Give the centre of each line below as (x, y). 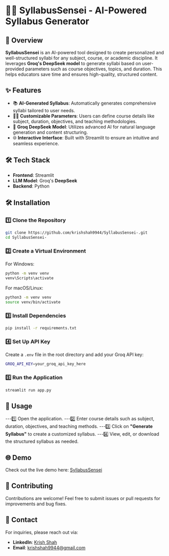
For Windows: (20, 264)
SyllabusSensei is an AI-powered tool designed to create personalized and (85, 53)
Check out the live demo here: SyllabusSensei (54, 470)
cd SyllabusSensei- (26, 238)
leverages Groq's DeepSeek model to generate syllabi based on (73, 63)
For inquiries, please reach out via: (42, 532)
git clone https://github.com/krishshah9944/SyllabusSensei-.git (76, 233)
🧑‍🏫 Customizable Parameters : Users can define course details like (83, 116)
